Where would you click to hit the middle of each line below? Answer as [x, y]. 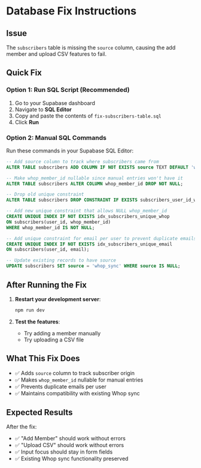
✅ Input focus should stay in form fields [64, 452]
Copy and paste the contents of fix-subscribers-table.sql [88, 116]
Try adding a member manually [62, 333]
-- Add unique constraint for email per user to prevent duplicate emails [101, 238]
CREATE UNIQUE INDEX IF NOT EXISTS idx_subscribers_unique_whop [88, 217]
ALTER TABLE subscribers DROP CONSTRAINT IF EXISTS [72, 200]
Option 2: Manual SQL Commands [56, 137]
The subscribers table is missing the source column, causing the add [91, 47]
